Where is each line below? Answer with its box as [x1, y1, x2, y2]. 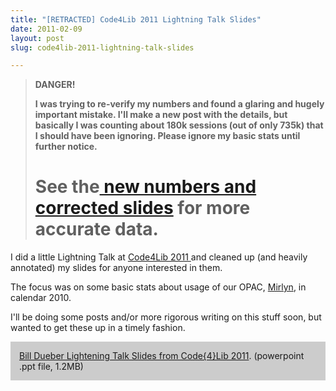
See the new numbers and [34, 176, 257, 198]
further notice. [34, 141, 98, 153]
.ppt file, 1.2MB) [19, 361, 84, 373]
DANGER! [34, 79, 76, 91]
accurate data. [34, 218, 159, 241]
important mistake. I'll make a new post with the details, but [34, 109, 288, 121]
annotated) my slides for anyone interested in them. [10, 262, 223, 274]
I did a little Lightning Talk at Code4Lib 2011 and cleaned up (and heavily [10, 251, 308, 263]
